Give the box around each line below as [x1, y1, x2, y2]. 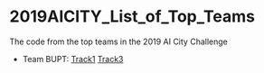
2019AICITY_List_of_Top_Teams [9, 6, 256, 27]
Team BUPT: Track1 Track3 [22, 53, 124, 64]
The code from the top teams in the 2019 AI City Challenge [9, 36, 228, 47]
